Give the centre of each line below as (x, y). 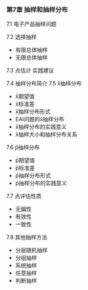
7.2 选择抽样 (21, 37)
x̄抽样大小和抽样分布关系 (46, 135)
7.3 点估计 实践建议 (30, 71)
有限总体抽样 (31, 50)
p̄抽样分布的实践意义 (41, 183)
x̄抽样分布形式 (33, 111)
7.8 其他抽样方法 (27, 237)
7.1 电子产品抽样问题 (31, 24)
